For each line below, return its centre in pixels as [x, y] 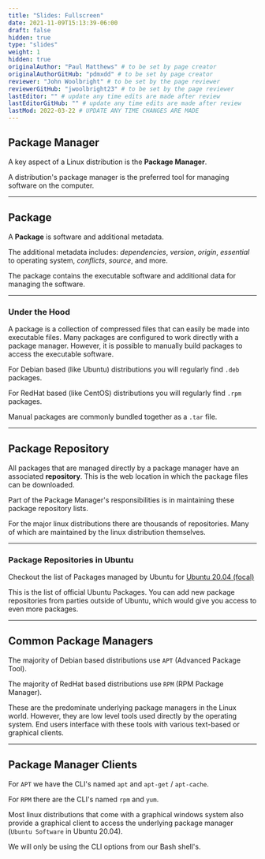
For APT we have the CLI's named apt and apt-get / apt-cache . [108, 784]
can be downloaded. [41, 484]
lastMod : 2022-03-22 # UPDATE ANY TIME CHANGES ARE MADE [104, 111]
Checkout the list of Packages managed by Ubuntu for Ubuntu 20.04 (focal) [131, 577]
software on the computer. [51, 185]
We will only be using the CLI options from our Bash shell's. [105, 846]
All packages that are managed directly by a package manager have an [124, 468]
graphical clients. [36, 732]
